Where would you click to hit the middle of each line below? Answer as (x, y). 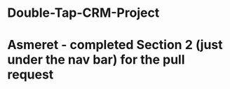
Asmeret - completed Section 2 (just (115, 45)
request (31, 75)
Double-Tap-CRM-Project (83, 13)
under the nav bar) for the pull (96, 60)
